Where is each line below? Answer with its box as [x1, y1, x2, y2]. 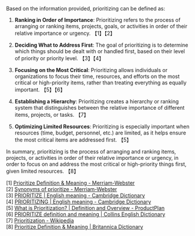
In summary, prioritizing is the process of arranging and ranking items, [6, 148, 176, 155]
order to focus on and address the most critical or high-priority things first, [6, 160, 187, 168]
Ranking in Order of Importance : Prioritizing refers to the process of [14, 17, 181, 23]
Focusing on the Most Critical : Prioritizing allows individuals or [14, 67, 168, 73]
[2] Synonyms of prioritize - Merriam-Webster [6, 186, 117, 192]
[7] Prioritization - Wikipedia [6, 217, 75, 224]
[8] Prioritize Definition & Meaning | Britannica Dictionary [6, 224, 143, 230]
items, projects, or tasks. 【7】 [14, 112, 89, 118]
